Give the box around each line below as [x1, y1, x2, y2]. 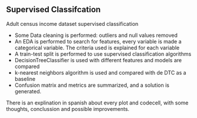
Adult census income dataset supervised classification [6, 20, 139, 27]
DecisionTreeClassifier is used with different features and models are [14, 56, 182, 63]
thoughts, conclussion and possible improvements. [6, 105, 129, 112]
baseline [14, 75, 36, 82]
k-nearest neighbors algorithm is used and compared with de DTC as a [14, 69, 186, 76]
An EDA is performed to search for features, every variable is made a [14, 38, 182, 45]
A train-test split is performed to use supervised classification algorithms [14, 50, 192, 58]
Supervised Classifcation [6, 5, 101, 15]
